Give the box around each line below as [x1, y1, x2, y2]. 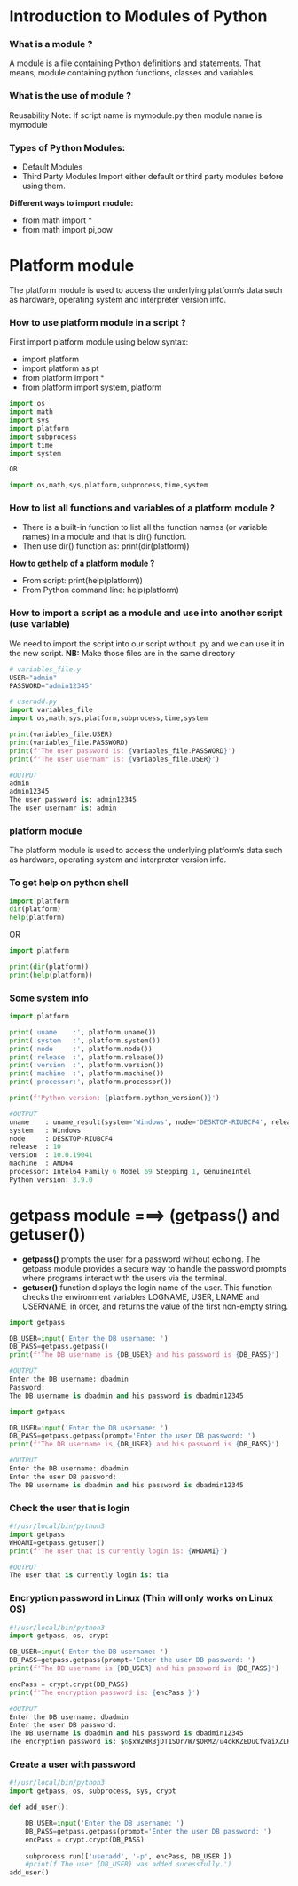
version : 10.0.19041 [9, 1151, 93, 1160]
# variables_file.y [9, 664, 82, 674]
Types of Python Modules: [9, 141, 126, 154]
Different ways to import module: [9, 198, 134, 209]
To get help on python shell [9, 876, 129, 889]
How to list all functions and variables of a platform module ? [9, 502, 276, 514]
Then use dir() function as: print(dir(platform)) [21, 541, 190, 551]
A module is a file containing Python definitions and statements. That [9, 58, 262, 68]
